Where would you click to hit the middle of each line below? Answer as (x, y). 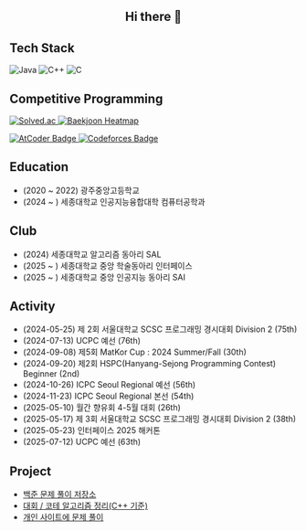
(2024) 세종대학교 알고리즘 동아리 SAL (92, 254)
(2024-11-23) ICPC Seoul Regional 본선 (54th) (108, 396)
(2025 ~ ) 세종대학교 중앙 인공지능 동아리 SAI (104, 277)
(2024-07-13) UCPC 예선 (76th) (82, 341)
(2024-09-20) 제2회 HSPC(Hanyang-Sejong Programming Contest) (149, 364)
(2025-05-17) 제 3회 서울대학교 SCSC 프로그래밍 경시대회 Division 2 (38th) (159, 419)
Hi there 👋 (153, 17)
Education (39, 167)
